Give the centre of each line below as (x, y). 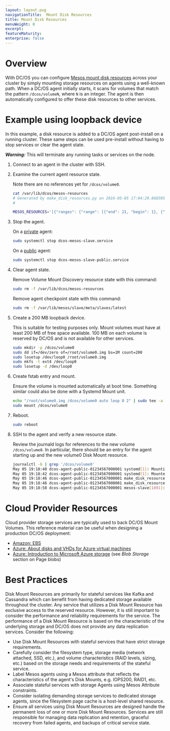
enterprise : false (25, 39)
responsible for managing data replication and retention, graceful (80, 717)
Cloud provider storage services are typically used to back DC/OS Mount (82, 522)
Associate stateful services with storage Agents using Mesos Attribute (86, 685)
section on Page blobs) (37, 559)
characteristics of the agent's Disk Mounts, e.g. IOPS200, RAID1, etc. (84, 679)
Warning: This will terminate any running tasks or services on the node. (80, 154)
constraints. (25, 690)
